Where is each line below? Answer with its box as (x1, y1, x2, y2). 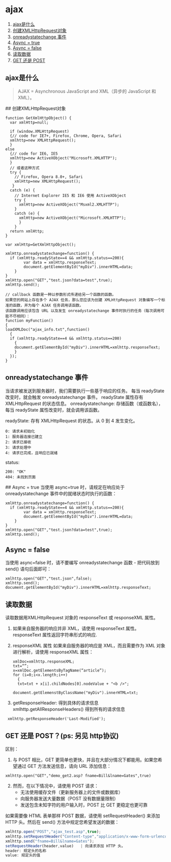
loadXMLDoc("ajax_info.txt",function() (5, 327, 90, 332)
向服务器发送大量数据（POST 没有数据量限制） (20, 795, 119, 801)
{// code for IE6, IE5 (10, 151, 58, 156)
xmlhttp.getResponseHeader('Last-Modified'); (7, 716, 106, 722)
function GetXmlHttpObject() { (5, 116, 72, 121)
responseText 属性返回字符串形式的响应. (12, 632, 98, 638)
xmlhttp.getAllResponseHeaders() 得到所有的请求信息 (12, 706, 126, 712)
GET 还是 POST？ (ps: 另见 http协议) (5, 731, 119, 740)
